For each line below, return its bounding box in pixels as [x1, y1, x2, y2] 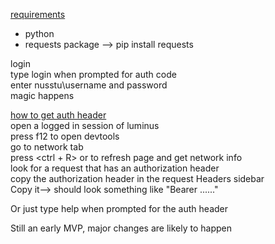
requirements [10, 9, 66, 20]
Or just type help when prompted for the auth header [10, 203, 228, 214]
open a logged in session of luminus [10, 120, 160, 131]
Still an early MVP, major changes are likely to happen [10, 222, 232, 234]
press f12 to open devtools [10, 130, 120, 142]
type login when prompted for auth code [10, 69, 177, 80]
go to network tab [10, 141, 84, 153]
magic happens [10, 90, 75, 101]
